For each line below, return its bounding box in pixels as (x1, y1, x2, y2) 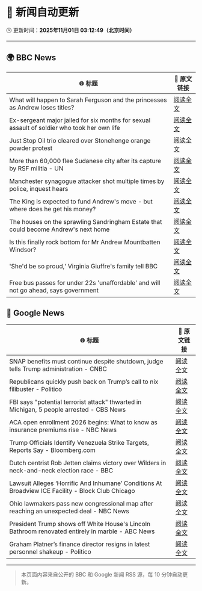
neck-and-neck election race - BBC (9, 466, 113, 474)
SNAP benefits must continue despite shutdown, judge (9, 357, 164, 365)
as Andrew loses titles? (9, 103, 75, 111)
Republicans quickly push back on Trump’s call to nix (9, 377, 159, 386)
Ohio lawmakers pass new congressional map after (9, 499, 153, 507)
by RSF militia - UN (9, 164, 64, 172)
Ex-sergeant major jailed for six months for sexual (9, 116, 151, 124)
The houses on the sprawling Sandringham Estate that (9, 217, 162, 226)
